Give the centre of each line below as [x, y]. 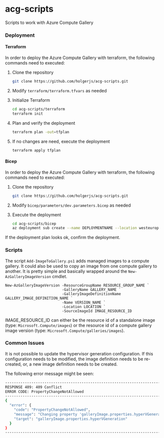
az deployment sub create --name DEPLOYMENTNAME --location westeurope [86, 228]
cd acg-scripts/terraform [38, 109]
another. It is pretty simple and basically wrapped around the [66, 271]
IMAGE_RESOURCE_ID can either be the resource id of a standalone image [80, 320]
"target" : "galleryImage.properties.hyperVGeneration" [71, 419]
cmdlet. [60, 276]
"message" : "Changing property [46, 414]
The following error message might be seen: [50, 373]
